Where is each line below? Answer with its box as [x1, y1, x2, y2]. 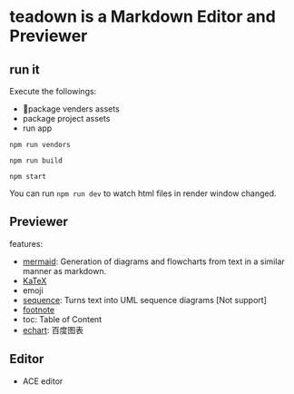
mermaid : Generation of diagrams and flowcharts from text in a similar [22, 256, 286, 267]
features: [9, 238, 44, 249]
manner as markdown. [22, 265, 107, 276]
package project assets [22, 113, 111, 123]
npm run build [9, 156, 64, 165]
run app [22, 123, 53, 133]
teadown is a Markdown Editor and [9, 6, 277, 27]
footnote [22, 304, 55, 315]
